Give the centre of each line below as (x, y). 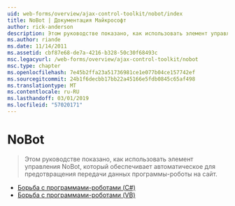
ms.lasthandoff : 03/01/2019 (48, 99)
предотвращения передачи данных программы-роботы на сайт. (121, 174)
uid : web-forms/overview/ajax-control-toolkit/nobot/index (95, 14)
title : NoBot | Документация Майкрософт (67, 20)
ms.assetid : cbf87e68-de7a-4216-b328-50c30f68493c (83, 53)
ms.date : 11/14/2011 (37, 46)
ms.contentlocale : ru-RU (43, 92)
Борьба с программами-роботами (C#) (77, 187)
